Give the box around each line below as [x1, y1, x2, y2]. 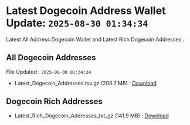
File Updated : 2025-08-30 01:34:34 [6, 68, 91, 75]
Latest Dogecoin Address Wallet [6, 4, 166, 18]
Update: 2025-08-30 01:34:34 [6, 16, 148, 30]
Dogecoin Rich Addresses [6, 96, 103, 106]
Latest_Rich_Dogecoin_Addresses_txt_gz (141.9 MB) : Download [14, 112, 169, 119]
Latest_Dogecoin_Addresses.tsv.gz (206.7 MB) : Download [14, 79, 157, 86]
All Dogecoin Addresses [6, 53, 96, 62]
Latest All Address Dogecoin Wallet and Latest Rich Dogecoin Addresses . [6, 36, 185, 43]
